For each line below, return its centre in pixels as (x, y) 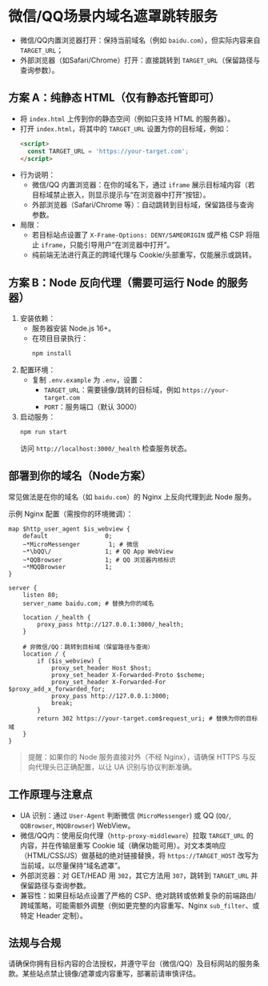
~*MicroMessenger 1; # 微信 (81, 544)
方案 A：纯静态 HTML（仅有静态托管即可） (114, 98)
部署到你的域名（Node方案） (80, 476)
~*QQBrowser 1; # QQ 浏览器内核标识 (99, 560)
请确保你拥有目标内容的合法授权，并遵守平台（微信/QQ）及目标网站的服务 (131, 964)
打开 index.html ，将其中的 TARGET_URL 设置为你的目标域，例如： (125, 128)
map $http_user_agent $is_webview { (69, 529)
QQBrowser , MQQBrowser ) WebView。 (77, 825)
